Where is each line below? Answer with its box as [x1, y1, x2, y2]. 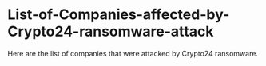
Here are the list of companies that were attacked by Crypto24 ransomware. [7, 49, 259, 58]
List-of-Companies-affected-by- [7, 6, 230, 24]
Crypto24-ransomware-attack [7, 22, 214, 41]
